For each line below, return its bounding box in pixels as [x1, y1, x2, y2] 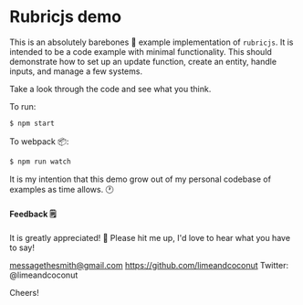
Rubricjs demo [9, 6, 122, 27]
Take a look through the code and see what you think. [9, 83, 212, 94]
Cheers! [9, 287, 39, 298]
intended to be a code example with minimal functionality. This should [9, 46, 272, 57]
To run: [9, 100, 37, 111]
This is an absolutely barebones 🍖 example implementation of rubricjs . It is [9, 37, 294, 47]
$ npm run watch [9, 157, 71, 166]
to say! [9, 242, 35, 253]
